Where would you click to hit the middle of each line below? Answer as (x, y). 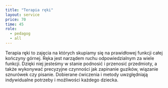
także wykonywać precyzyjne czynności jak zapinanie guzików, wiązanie (82, 69)
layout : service (22, 15)
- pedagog (20, 34)
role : (11, 29)
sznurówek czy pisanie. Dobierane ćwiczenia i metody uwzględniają (77, 74)
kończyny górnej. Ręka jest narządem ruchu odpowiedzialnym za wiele (80, 58)
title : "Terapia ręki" (29, 10)
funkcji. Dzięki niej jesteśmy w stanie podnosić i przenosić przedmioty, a (81, 64)
